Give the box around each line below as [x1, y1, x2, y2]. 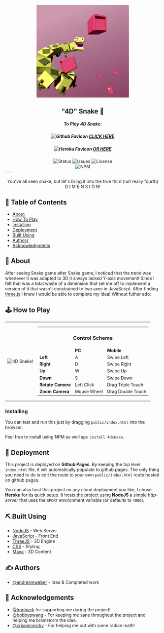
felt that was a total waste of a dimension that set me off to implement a [5, 280, 151, 286]
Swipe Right [107, 361, 131, 367]
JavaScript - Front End [12, 533, 58, 539]
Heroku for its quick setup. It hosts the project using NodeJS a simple [5, 492, 147, 498]
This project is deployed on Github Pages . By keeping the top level [5, 462, 141, 468]
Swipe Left [107, 354, 129, 360]
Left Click [74, 382, 95, 388]
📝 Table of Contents [5, 198, 67, 206]
